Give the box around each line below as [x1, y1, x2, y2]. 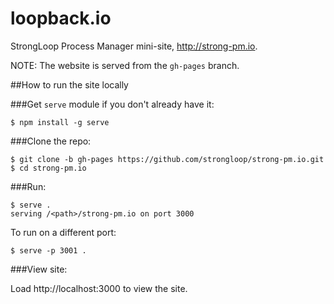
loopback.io [10, 7, 112, 30]
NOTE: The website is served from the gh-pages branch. [10, 59, 240, 71]
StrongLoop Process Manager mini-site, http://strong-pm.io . [10, 40, 258, 52]
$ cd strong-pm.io [10, 163, 87, 173]
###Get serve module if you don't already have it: [10, 98, 215, 110]
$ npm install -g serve [10, 117, 110, 127]
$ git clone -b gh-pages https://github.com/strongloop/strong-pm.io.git [10, 154, 325, 164]
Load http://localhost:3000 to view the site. [10, 282, 188, 294]
